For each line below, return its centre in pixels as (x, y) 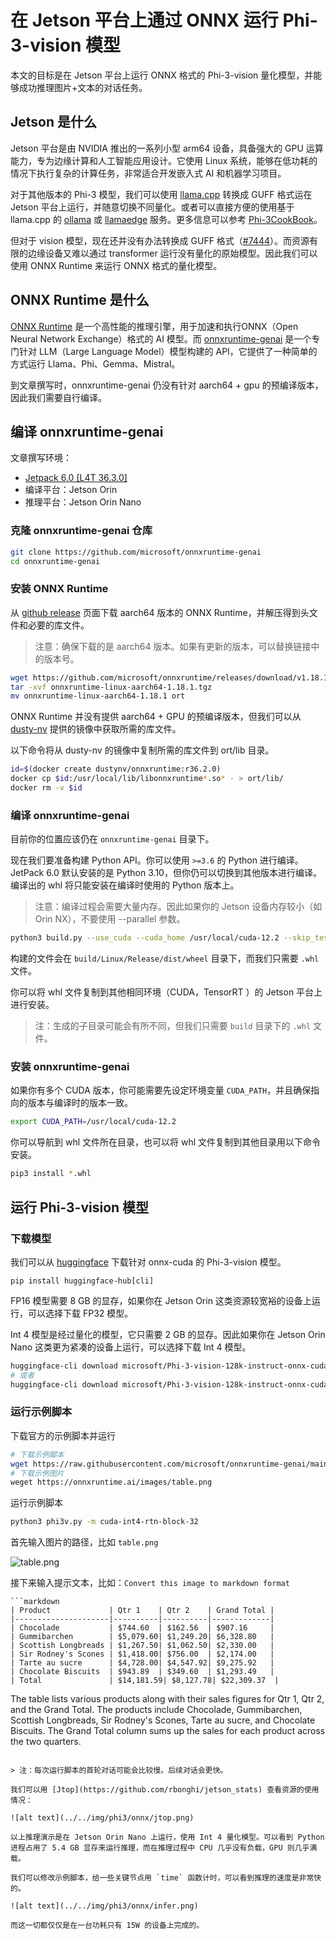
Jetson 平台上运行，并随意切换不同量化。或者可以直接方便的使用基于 (152, 207)
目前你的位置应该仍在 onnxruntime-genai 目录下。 (112, 839)
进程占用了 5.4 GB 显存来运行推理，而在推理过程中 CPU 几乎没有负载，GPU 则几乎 (160, 1848)
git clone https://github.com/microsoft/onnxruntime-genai (136, 552)
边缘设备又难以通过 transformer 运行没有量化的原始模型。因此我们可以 (172, 253)
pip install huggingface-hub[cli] (82, 1281)
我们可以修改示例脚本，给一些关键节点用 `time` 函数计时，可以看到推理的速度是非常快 (166, 1878)
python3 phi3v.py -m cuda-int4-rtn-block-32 (104, 1522)
